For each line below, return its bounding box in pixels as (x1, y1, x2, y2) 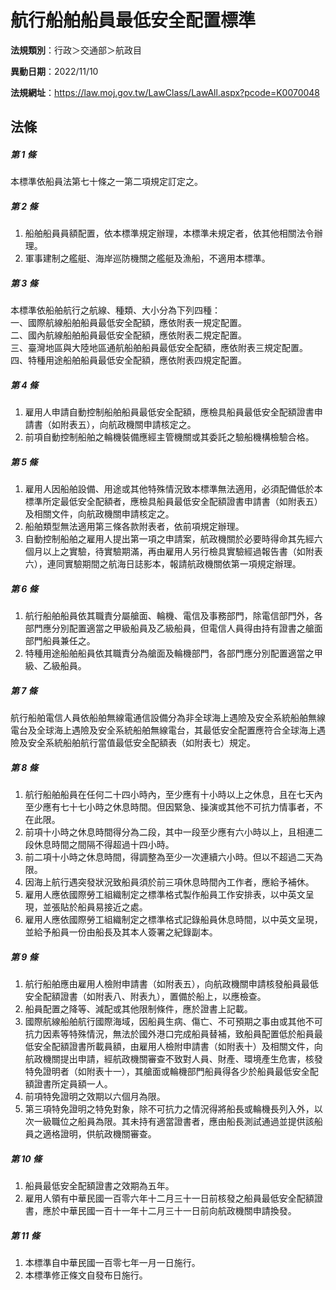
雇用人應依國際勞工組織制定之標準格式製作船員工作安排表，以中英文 (24, 889, 306, 901)
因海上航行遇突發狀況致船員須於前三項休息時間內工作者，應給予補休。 (24, 876, 315, 888)
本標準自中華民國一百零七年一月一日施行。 (24, 1256, 201, 1268)
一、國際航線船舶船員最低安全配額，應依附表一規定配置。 (10, 317, 247, 329)
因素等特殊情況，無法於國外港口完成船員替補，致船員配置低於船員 (42, 1028, 315, 1040)
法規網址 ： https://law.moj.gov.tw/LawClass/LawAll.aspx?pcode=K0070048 (10, 86, 321, 98)
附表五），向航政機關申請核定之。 (59, 419, 197, 431)
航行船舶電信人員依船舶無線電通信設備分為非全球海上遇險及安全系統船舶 (10, 712, 308, 724)
